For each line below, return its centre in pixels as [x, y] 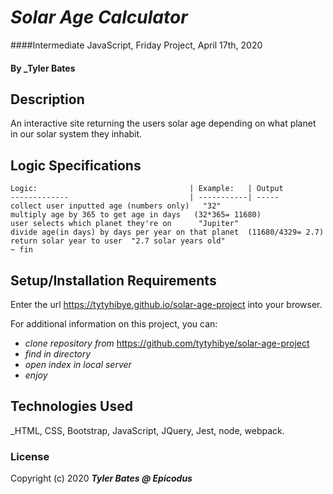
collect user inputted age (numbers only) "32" [116, 206]
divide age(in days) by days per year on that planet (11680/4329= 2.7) [167, 232]
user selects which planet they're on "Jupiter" [125, 224]
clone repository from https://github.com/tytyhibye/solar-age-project [167, 343]
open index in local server [78, 364]
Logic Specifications [76, 165]
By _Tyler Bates [43, 68]
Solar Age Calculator [99, 17]
